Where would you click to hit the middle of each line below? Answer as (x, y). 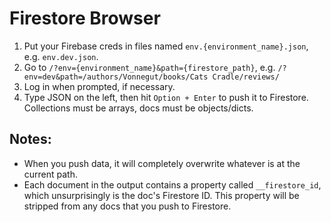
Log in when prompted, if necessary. (99, 86)
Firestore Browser (85, 18)
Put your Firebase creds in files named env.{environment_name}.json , (166, 46)
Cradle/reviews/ (246, 77)
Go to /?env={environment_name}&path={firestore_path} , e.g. (149, 67)
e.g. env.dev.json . (61, 56)
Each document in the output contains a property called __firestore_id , (172, 184)
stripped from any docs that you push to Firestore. (127, 206)
